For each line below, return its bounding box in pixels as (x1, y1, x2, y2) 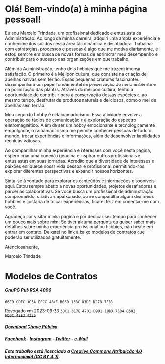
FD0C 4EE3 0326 (5, 313, 36, 318)
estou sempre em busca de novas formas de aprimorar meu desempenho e (5, 51, 158, 57)
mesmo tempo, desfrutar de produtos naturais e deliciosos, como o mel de (5, 97, 156, 103)
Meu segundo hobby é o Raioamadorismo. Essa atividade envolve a (5, 112, 142, 117)
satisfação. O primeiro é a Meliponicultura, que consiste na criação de (5, 71, 147, 77)
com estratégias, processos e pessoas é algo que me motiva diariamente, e (5, 46, 158, 52)
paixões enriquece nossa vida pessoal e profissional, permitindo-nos (5, 163, 145, 169)
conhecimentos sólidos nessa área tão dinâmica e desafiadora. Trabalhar (5, 40, 154, 46)
